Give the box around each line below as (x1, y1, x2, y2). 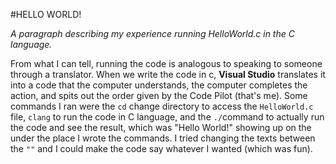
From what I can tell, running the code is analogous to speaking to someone (10, 58, 323, 69)
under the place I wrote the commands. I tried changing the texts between (10, 132, 316, 144)
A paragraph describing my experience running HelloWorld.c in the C (10, 28, 295, 39)
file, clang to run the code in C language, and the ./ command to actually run (10, 111, 325, 123)
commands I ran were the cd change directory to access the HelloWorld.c (10, 100, 314, 112)
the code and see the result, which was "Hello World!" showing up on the (10, 122, 312, 133)
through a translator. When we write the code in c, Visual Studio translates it (10, 69, 326, 80)
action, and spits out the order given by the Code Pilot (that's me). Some (10, 90, 308, 101)
